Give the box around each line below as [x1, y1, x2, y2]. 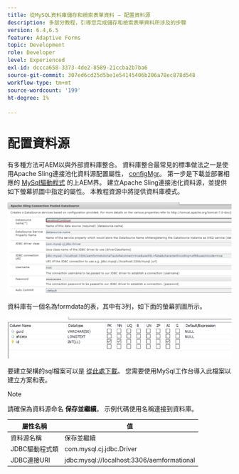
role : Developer [7, 49, 55, 56]
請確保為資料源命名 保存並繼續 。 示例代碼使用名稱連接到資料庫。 [7, 405, 198, 413]
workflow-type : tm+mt [7, 79, 72, 86]
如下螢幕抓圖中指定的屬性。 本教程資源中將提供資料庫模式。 [7, 187, 184, 196]
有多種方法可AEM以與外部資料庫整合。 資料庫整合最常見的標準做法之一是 [7, 160, 223, 169]
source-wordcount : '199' [7, 86, 81, 94]
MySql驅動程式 [21, 178, 65, 187]
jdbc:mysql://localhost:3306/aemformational [64, 455, 196, 464]
